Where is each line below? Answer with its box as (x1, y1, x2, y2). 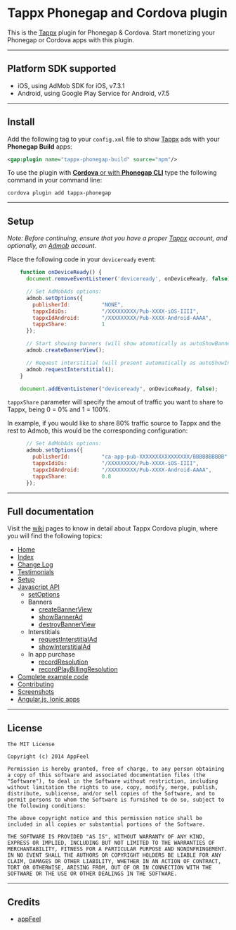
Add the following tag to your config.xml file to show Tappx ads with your (7, 135, 220, 143)
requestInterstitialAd (38, 635, 98, 644)
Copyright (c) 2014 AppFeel (7, 753, 90, 760)
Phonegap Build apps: (7, 142, 72, 151)
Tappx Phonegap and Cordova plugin (7, 5, 228, 21)
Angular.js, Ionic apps (17, 695, 81, 704)
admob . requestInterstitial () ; (25, 366, 114, 373)
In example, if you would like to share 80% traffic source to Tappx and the (7, 419, 221, 428)
